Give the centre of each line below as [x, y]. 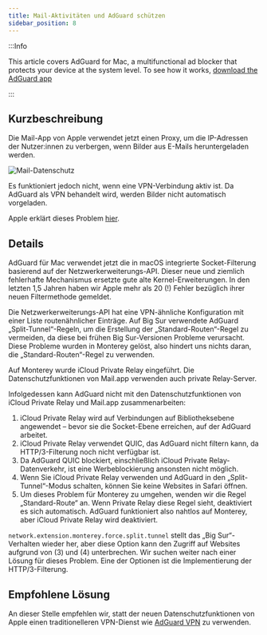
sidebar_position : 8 [43, 23]
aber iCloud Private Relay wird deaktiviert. [88, 520]
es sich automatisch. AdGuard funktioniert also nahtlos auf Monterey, [133, 511]
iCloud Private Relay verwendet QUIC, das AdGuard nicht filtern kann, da [139, 443]
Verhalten [24, 544]
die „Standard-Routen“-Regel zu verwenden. [82, 355]
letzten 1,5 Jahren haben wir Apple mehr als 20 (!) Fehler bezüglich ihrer [127, 288]
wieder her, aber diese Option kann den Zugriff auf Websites [141, 544]
